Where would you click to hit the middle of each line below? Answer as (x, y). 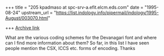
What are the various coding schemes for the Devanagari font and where (81, 38)
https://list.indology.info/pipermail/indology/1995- (107, 13)
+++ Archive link (22, 28)
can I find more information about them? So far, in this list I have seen (77, 43)
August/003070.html (27, 18)
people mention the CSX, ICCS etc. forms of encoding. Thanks (70, 48)
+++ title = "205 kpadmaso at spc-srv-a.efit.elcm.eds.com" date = (74, 7)
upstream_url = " (39, 13)
